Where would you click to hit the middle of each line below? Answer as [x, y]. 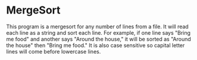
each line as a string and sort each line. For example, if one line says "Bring [98, 32]
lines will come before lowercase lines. [54, 51]
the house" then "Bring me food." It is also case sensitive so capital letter [96, 45]
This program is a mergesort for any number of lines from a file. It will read [97, 26]
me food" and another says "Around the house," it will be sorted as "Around [99, 39]
